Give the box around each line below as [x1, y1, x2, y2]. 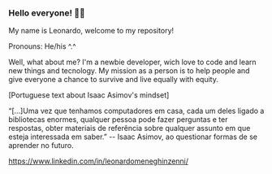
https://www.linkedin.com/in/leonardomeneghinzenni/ [8, 156, 189, 166]
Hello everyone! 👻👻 [8, 7, 85, 19]
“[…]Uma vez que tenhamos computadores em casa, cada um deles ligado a [8, 106, 265, 116]
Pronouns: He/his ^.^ [8, 41, 76, 51]
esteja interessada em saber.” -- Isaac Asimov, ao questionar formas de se [8, 132, 258, 141]
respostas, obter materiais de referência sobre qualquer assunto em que [8, 124, 251, 133]
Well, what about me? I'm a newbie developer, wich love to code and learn [8, 57, 257, 67]
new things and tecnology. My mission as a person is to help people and [8, 66, 250, 76]
